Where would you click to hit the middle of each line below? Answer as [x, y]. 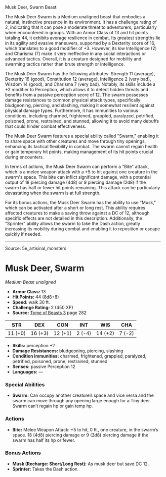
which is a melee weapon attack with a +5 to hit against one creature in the [82, 172]
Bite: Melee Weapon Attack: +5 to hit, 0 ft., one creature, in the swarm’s [85, 429]
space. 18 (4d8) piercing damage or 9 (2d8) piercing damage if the [80, 435]
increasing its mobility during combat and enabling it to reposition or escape [83, 229]
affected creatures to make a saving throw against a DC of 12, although [77, 213]
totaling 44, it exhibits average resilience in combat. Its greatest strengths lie [83, 38]
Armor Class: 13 [29, 291]
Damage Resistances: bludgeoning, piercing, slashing [68, 351]
